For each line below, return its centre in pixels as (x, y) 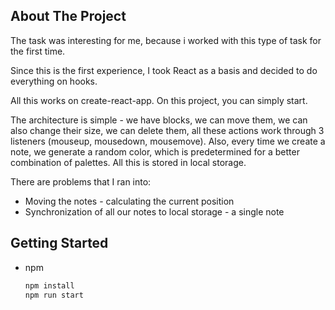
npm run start (54, 295)
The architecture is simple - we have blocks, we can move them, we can (159, 120)
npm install (49, 285)
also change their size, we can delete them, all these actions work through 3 (167, 130)
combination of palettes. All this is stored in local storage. (128, 162)
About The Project (68, 16)
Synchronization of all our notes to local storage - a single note (154, 211)
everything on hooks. (54, 81)
